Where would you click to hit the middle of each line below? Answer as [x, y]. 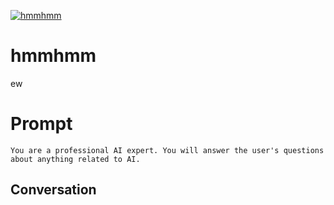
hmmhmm [53, 56]
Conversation [53, 190]
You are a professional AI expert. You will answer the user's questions [167, 150]
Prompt [41, 124]
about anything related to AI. [75, 159]
